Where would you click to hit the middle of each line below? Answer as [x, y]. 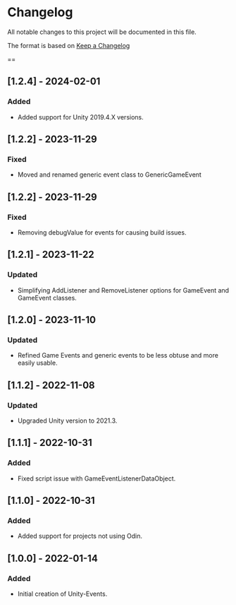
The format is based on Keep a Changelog [69, 45]
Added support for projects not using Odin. [80, 536]
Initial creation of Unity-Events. [62, 594]
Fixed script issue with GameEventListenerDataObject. [97, 478]
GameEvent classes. [47, 298]
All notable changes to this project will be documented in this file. [102, 32]
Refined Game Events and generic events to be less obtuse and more [118, 356]
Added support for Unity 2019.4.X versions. [81, 117]
